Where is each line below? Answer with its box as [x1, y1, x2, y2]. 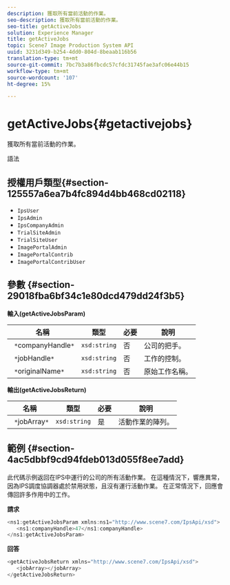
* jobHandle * [14, 353, 55, 362]
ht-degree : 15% [7, 81, 51, 88]
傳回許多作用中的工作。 [7, 490, 74, 498]
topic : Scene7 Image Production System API [7, 42, 134, 49]
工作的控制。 [143, 353, 186, 363]
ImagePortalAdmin [17, 244, 67, 251]
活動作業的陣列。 [118, 417, 174, 427]
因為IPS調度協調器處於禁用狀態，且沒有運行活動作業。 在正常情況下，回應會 [7, 482, 224, 490]
